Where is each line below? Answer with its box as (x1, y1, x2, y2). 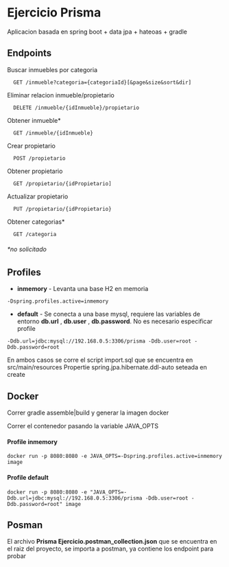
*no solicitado (7, 245, 47, 253)
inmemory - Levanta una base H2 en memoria (16, 285, 149, 293)
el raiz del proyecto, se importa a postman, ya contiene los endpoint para (7, 544, 214, 553)
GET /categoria (13, 231, 57, 238)
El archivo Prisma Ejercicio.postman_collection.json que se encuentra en (7, 537, 217, 546)
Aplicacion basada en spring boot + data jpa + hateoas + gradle (7, 27, 187, 36)
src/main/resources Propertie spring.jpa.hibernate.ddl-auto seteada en (7, 363, 207, 371)
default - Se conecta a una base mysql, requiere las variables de (16, 310, 201, 319)
